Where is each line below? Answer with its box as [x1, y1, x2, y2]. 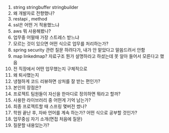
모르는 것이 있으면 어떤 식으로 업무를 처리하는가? [13, 41, 109, 47]
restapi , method [13, 16, 47, 22]
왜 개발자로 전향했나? [13, 10, 55, 16]
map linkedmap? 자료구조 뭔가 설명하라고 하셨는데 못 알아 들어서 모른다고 [13, 53, 159, 59]
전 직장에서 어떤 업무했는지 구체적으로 [13, 66, 88, 72]
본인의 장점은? [13, 85, 42, 90]
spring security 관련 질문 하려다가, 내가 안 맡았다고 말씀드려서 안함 [13, 47, 145, 53]
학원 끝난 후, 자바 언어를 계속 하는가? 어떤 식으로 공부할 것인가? [13, 110, 138, 115]
